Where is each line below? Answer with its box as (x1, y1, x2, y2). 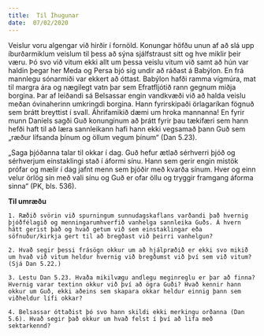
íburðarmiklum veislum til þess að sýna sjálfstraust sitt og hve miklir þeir (8, 49, 242, 58)
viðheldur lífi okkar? (8, 294, 83, 302)
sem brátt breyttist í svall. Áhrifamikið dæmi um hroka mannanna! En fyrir (8, 107, 245, 116)
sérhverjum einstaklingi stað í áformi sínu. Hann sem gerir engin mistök (8, 156, 239, 165)
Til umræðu (8, 196, 47, 205)
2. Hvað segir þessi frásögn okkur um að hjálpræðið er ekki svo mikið (8, 246, 248, 254)
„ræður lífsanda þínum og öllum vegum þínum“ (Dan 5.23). (8, 132, 198, 142)
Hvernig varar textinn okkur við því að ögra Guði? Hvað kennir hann (8, 280, 242, 288)
